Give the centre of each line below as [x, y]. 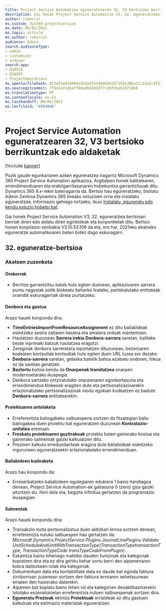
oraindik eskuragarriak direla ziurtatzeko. [54, 295]
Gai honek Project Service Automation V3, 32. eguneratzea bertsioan [75, 217]
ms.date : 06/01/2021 [26, 28]
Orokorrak [16, 274]
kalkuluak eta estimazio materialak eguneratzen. [61, 603]
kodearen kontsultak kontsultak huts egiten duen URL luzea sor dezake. [85, 354]
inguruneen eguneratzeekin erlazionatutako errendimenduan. [75, 449]
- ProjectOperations [26, 79]
